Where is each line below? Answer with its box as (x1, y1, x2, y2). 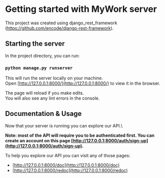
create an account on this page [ (5, 137, 73, 143)
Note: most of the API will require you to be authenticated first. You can (5, 132, 155, 138)
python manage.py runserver (5, 65, 73, 70)
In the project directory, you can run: (5, 53, 80, 59)
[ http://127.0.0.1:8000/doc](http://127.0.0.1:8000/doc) (12, 162, 120, 168)
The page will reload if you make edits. (5, 90, 84, 96)
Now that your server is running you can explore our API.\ (5, 122, 123, 128)
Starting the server (5, 40, 65, 48)
